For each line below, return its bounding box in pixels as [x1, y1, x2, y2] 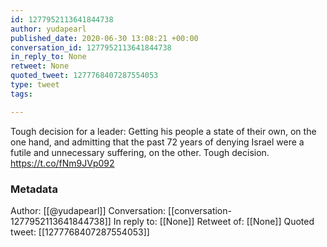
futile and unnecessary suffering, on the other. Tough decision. [10, 146, 270, 158]
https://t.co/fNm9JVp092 [10, 157, 115, 169]
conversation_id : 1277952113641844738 [10, 42, 172, 53]
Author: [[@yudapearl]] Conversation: [10, 204, 167, 216]
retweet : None [10, 61, 70, 71]
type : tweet [10, 80, 60, 90]
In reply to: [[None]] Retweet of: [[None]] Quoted [113, 215, 315, 227]
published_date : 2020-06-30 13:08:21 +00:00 [10, 33, 199, 43]
